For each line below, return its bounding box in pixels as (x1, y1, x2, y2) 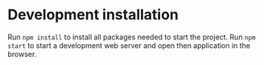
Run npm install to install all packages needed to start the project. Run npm (7, 32, 256, 42)
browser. (7, 49, 37, 59)
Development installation (7, 6, 179, 24)
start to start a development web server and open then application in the (7, 40, 251, 50)
